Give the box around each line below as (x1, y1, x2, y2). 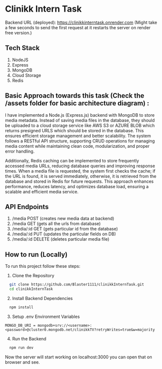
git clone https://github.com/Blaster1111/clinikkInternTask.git (9, 282, 145, 287)
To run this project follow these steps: (5, 264, 81, 269)
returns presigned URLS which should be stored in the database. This (5, 127, 144, 133)
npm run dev (9, 345, 34, 350)
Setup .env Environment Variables (12, 314, 80, 319)
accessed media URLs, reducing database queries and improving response (5, 163, 155, 169)
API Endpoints (5, 203, 49, 211)
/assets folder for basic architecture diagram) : (5, 99, 149, 107)
